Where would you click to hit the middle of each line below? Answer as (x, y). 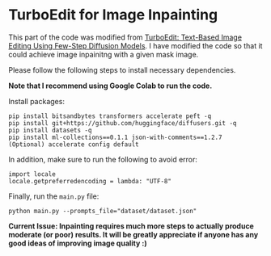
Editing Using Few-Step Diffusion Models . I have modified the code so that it (135, 45)
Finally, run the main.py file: (54, 196)
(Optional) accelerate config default (74, 144)
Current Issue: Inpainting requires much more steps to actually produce (131, 226)
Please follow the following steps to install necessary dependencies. (122, 69)
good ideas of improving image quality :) (78, 243)
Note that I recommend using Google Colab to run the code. (110, 86)
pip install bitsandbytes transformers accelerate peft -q (110, 116)
